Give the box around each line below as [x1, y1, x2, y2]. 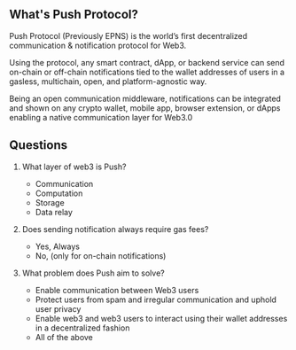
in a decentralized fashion [35, 323, 130, 333]
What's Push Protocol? [9, 7, 139, 22]
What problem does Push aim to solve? [21, 268, 166, 278]
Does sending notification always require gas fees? [21, 223, 209, 234]
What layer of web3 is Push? [21, 161, 127, 172]
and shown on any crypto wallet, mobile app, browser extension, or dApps [9, 102, 281, 113]
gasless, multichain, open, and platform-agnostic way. [9, 75, 207, 87]
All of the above [35, 331, 93, 342]
